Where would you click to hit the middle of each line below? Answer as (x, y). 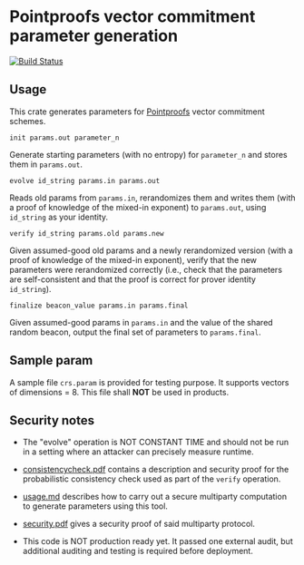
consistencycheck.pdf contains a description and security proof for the (156, 470)
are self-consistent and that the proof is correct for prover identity (133, 279)
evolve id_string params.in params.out (85, 180)
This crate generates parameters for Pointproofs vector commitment (137, 112)
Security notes (52, 420)
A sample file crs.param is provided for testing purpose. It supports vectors (149, 382)
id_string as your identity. (59, 217)
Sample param (51, 360)
